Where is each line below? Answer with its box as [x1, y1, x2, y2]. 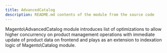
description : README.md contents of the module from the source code [5, 12, 155, 17]
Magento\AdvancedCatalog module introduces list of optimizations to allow [5, 26, 162, 32]
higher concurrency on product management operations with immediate [5, 31, 155, 37]
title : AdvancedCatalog [5, 7, 55, 13]
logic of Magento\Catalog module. [5, 42, 76, 48]
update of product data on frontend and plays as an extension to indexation [5, 36, 162, 43]
